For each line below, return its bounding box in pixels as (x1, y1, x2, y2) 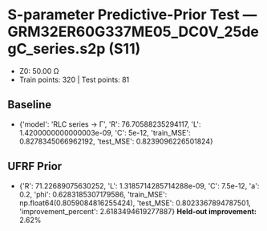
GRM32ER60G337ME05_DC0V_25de (7, 22, 260, 41)
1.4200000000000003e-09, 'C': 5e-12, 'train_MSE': (18, 128, 191, 137)
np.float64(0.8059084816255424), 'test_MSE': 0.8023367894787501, (18, 198, 252, 208)
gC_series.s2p (7, 40, 106, 58)
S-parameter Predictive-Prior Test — (7, 6, 257, 24)
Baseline (7, 98, 52, 111)
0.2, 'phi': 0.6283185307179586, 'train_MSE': (18, 189, 168, 199)
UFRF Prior (7, 160, 63, 173)
